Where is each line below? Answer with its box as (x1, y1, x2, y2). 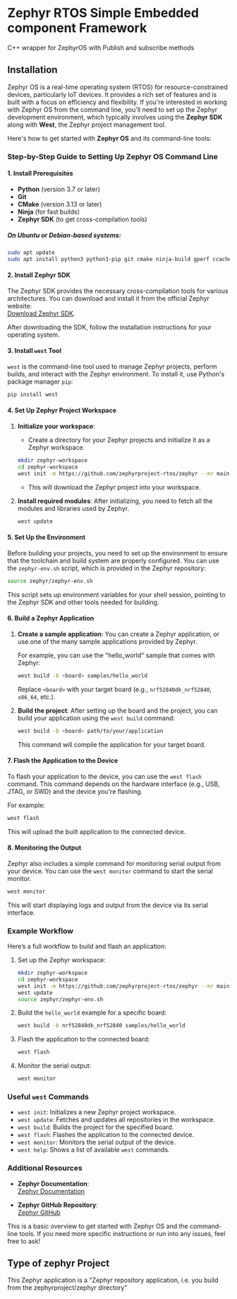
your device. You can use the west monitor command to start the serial (7, 867, 213, 875)
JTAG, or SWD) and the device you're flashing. (7, 787, 143, 795)
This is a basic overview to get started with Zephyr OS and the (7, 1222, 188, 1230)
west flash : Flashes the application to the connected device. (17, 1131, 195, 1139)
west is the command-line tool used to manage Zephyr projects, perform (7, 362, 217, 371)
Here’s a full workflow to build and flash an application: (7, 942, 167, 951)
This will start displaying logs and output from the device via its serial (7, 901, 208, 909)
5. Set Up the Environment (7, 533, 86, 542)
